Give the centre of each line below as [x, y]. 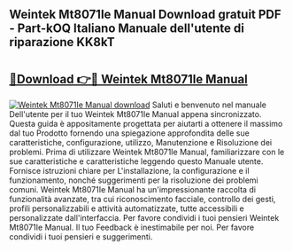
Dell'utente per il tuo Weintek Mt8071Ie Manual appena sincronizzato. [135, 114]
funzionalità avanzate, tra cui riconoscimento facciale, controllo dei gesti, [143, 199]
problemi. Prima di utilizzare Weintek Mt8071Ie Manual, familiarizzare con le [147, 152]
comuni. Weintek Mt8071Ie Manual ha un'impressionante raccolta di [133, 189]
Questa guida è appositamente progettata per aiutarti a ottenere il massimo [146, 124]
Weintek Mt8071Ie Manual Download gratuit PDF [145, 15]
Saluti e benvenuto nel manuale [209, 105]
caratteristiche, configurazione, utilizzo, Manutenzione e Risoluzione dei [141, 142]
